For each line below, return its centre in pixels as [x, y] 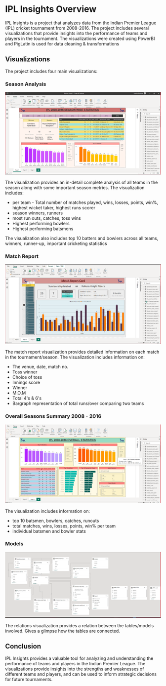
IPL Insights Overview [51, 9]
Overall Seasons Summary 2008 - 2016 [53, 416]
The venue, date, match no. [40, 367]
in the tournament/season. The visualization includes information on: [75, 357]
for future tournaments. [29, 679]
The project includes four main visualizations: [51, 71]
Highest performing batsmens [43, 229]
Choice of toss [27, 377]
